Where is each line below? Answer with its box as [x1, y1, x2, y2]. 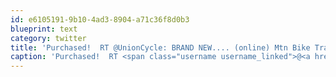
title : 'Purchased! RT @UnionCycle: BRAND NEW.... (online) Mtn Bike [10, 42, 311, 53]
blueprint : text [10, 24, 78, 34]
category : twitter [10, 33, 87, 43]
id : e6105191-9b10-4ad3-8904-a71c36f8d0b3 [10, 14, 190, 25]
